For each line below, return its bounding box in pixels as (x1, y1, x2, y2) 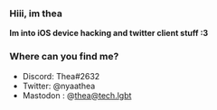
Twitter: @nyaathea (22, 80, 96, 91)
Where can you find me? (9, 50, 119, 63)
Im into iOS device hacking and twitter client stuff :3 (9, 28, 209, 39)
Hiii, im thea (9, 7, 63, 20)
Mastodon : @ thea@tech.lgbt (22, 89, 132, 101)
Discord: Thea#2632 (22, 70, 100, 81)
